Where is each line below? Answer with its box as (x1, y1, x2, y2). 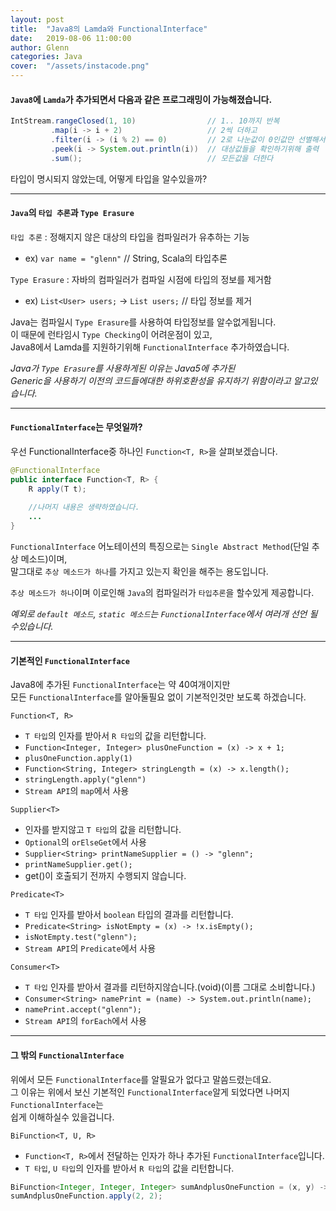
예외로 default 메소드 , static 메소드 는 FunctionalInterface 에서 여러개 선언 (10, 608, 308, 620)
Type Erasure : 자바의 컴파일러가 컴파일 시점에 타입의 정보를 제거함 (10, 273, 272, 285)
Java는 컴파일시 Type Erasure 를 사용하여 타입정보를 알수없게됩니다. (10, 316, 277, 328)
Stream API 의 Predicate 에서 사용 (24, 942, 157, 955)
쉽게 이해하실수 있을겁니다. (10, 1111, 115, 1123)
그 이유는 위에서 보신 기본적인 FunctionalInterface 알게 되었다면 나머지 (10, 1086, 290, 1098)
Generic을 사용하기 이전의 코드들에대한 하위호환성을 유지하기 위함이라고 (10, 374, 292, 386)
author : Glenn (10, 42, 70, 53)
